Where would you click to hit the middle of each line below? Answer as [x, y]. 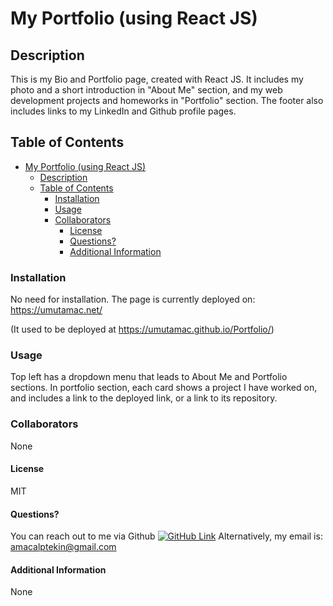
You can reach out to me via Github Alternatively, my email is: [166, 536]
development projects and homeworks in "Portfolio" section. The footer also [167, 100]
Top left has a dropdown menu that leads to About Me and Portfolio [149, 377]
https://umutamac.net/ [56, 310]
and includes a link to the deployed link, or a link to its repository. [144, 398]
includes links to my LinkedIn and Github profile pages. [123, 111]
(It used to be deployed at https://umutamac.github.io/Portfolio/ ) [142, 329]
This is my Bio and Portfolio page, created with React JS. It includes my [157, 79]
